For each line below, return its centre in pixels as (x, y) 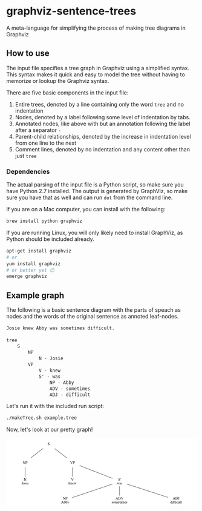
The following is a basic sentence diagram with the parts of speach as (94, 310)
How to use (28, 54)
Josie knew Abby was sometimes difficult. (60, 328)
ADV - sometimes (70, 389)
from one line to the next (46, 143)
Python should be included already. (50, 239)
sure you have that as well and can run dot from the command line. (90, 197)
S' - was (50, 377)
